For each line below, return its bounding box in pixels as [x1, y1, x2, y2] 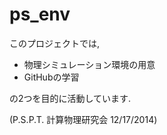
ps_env [9, 3, 71, 26]
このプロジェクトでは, [9, 37, 101, 49]
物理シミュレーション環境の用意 [23, 58, 156, 70]
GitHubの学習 [23, 71, 80, 83]
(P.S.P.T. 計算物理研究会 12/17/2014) [9, 113, 158, 125]
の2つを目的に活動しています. [9, 92, 132, 104]
